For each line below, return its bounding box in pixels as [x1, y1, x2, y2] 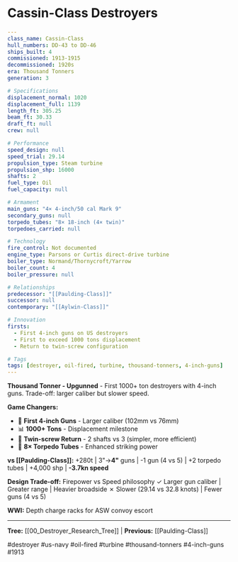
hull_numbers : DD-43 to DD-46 [7, 41, 97, 49]
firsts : [7, 323, 30, 331]
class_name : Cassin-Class [7, 35, 84, 42]
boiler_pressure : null [7, 271, 74, 278]
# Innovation [7, 316, 46, 324]
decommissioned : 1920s [7, 62, 74, 69]
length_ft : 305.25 [7, 107, 62, 114]
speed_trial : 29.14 [7, 153, 65, 160]
